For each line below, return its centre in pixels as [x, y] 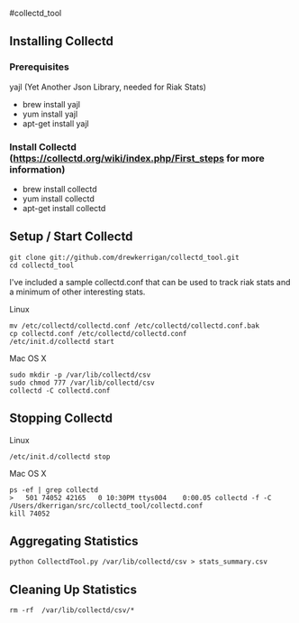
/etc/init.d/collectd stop [60, 456]
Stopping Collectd [61, 418]
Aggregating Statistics [74, 541]
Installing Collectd [62, 41]
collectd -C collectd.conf [60, 391]
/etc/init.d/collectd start [62, 341]
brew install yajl [51, 104]
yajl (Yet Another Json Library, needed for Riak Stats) [108, 87]
